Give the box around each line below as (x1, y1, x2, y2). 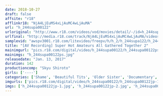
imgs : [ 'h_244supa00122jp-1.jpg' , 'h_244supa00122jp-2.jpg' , (5, 83, 131, 89)
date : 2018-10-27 (5, 7, 40, 12)
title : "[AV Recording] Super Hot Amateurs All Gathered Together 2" (5, 43, 149, 48)
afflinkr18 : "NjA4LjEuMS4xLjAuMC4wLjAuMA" (5, 20, 92, 26)
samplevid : (5, 39, 27, 44)
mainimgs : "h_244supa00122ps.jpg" (5, 52, 75, 57)
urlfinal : (5, 34, 25, 39)
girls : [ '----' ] (5, 70, 38, 75)
